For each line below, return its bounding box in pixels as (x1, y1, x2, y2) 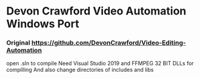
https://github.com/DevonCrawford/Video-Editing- (31, 39, 186, 47)
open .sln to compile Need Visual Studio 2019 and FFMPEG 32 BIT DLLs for (6, 60, 194, 67)
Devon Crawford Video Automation (6, 4, 187, 18)
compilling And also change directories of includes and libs (6, 66, 154, 74)
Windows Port (6, 17, 79, 31)
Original (6, 39, 30, 47)
